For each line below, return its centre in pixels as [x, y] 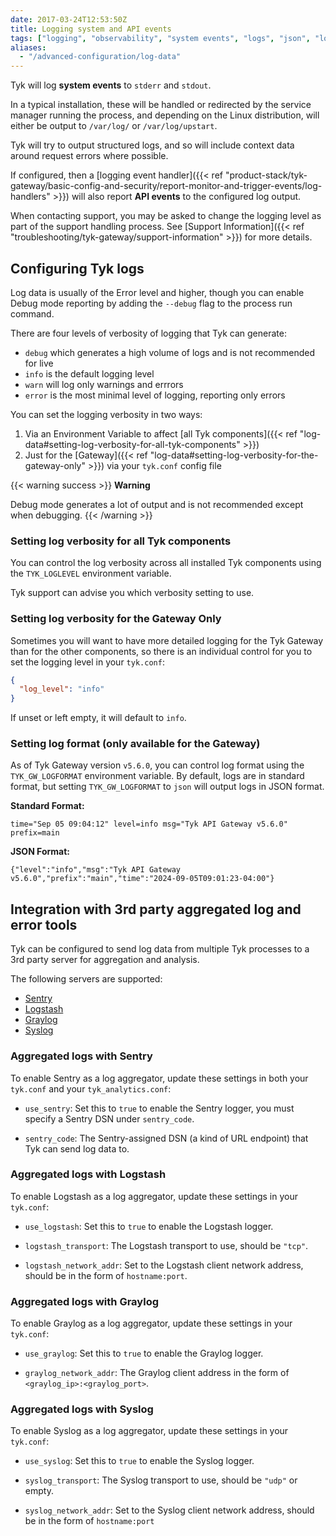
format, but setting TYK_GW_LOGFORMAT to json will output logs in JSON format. [167, 787]
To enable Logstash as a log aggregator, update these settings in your [154, 1196]
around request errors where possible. [89, 156]
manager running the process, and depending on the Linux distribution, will [165, 115]
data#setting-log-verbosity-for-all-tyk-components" [132, 444]
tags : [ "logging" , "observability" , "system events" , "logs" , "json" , [160, 38]
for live [39, 363]
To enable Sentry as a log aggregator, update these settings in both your [159, 1078]
